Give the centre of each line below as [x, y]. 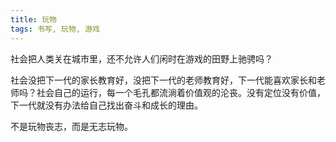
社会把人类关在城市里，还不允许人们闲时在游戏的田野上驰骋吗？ [141, 58]
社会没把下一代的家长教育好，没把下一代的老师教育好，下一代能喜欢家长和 [163, 80]
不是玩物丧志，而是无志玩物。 [71, 126]
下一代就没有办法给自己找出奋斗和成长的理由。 [106, 105]
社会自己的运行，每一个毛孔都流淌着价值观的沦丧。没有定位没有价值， [181, 92]
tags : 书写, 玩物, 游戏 [55, 29]
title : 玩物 [33, 19]
